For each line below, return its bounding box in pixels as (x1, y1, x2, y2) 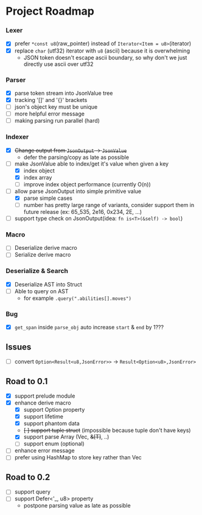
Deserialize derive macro (14, 244, 77, 252)
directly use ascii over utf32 (23, 60, 94, 68)
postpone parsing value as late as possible (23, 502, 131, 510)
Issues (5, 342, 32, 352)
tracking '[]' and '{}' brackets (14, 96, 88, 103)
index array (23, 173, 52, 181)
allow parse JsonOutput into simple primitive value (14, 188, 141, 195)
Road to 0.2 (5, 472, 50, 482)
